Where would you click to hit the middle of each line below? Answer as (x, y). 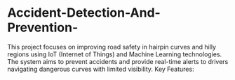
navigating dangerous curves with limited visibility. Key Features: (101, 69)
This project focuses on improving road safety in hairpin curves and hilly (112, 47)
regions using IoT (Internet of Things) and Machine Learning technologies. (115, 54)
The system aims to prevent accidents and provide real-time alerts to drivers (118, 61)
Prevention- (43, 27)
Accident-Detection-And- (84, 13)
